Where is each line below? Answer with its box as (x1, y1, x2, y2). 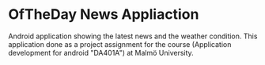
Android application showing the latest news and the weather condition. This (8, 31, 258, 41)
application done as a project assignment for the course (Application (8, 39, 232, 49)
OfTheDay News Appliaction (8, 5, 199, 23)
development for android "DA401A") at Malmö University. (8, 48, 194, 57)
